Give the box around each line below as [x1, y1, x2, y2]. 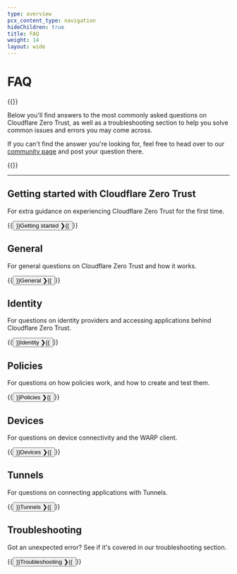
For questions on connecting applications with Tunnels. [7, 488, 168, 496]
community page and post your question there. [7, 147, 145, 156]
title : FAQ [7, 30, 39, 38]
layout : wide [7, 43, 46, 50]
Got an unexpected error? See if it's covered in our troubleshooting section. [7, 543, 227, 551]
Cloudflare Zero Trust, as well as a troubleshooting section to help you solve [7, 118, 229, 127]
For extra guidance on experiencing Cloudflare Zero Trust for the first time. [7, 207, 225, 215]
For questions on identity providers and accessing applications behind [7, 316, 212, 325]
